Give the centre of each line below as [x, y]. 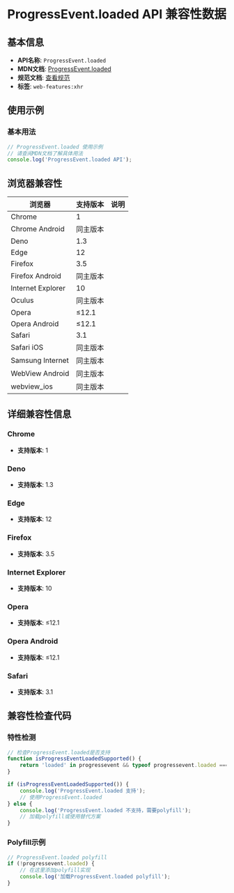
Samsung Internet [40, 361]
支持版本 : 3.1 [35, 692]
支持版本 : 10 [34, 588]
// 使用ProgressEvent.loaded [61, 797]
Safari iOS [27, 348]
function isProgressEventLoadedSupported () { [74, 759]
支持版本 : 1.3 [35, 485]
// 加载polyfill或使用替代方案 [60, 817]
